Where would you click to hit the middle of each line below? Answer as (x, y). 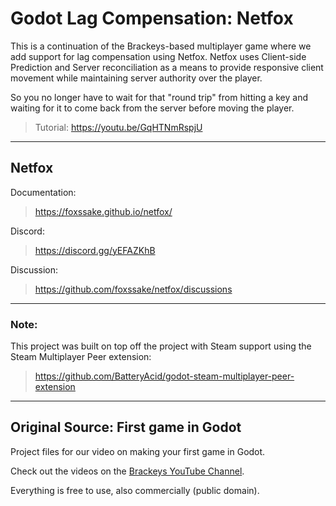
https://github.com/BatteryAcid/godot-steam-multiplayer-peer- (164, 376)
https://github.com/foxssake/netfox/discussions (133, 289)
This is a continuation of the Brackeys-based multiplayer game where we (161, 46)
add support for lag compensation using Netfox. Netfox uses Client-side (158, 56)
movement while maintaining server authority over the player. (136, 78)
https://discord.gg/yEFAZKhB (95, 250)
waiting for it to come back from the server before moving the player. (152, 108)
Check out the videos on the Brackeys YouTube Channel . (127, 471)
